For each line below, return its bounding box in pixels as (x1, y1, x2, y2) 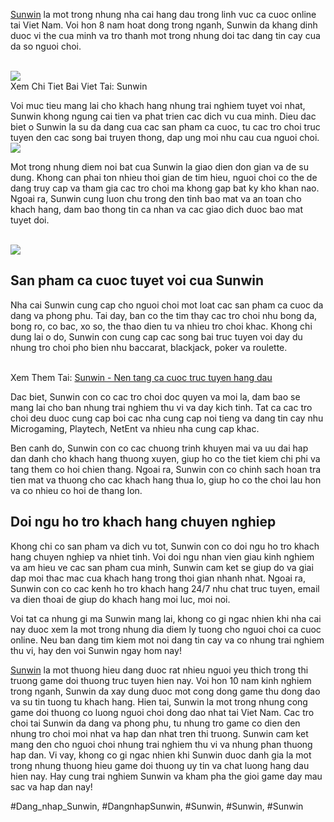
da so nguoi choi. (10, 40, 82, 52)
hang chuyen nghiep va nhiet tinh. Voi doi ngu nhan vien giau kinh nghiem (10, 550, 315, 563)
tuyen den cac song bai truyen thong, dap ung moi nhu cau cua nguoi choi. (10, 132, 320, 143)
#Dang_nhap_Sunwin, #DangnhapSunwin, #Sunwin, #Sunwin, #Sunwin (10, 800, 304, 812)
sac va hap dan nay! (10, 780, 93, 793)
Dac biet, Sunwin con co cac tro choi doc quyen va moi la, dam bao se (10, 390, 301, 403)
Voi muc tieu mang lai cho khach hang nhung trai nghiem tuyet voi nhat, (10, 100, 306, 111)
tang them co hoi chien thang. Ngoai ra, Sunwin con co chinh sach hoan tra (10, 463, 322, 475)
